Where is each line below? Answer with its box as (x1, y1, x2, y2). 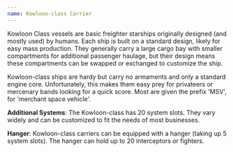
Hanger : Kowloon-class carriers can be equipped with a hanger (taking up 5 (7, 129, 227, 137)
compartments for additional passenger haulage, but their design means (7, 52, 215, 60)
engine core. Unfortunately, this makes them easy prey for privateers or (7, 79, 213, 88)
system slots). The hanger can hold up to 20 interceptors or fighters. (7, 137, 205, 145)
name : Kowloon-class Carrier (7, 10, 92, 17)
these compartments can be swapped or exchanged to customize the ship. (7, 59, 224, 67)
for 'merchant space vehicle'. (7, 95, 91, 103)
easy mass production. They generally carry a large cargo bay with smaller (7, 44, 223, 52)
